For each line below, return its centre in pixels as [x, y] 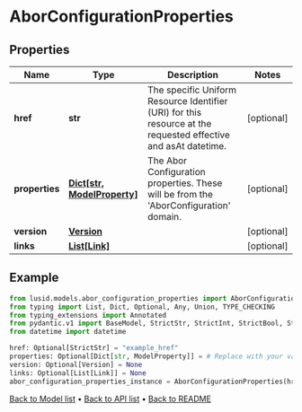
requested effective [189, 135]
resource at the [180, 123]
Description [193, 75]
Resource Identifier [188, 101]
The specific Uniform [192, 90]
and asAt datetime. [187, 146]
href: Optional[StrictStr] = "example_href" [94, 348]
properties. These [185, 183]
